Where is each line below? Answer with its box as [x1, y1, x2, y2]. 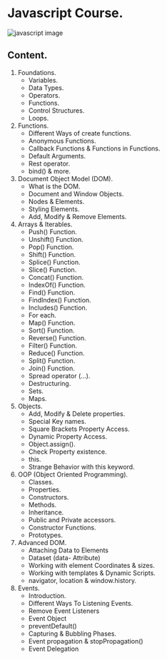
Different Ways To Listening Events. [28, 599, 133, 607]
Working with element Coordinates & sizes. [28, 561, 155, 569]
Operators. [28, 91, 61, 99]
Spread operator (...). [28, 371, 91, 380]
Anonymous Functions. [28, 136, 96, 145]
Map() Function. [28, 318, 76, 327]
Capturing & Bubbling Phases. [28, 629, 116, 638]
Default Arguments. [28, 151, 86, 160]
